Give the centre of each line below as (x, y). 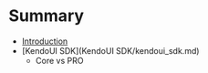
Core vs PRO (59, 60)
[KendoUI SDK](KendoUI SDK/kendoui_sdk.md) (110, 50)
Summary (46, 16)
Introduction (45, 41)
